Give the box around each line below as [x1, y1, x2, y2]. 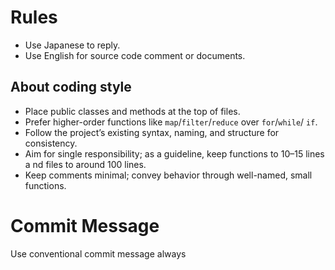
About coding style [10, 79, 132, 96]
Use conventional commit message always [10, 247, 187, 260]
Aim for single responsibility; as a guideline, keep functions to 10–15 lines [24, 147, 325, 160]
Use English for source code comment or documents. [24, 49, 246, 61]
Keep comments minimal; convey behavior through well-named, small [24, 169, 313, 181]
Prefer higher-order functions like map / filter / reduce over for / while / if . [24, 116, 318, 128]
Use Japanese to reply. [24, 39, 121, 51]
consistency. [24, 137, 78, 149]
